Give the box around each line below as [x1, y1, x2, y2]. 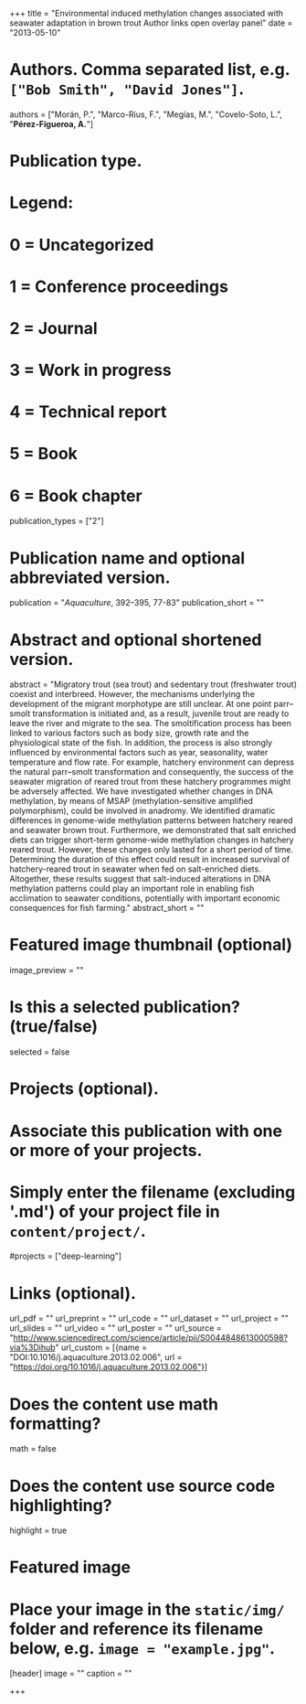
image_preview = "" [9, 965, 84, 976]
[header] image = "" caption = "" [9, 1668, 132, 1679]
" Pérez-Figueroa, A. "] [9, 118, 94, 129]
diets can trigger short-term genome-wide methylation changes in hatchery [9, 834, 294, 845]
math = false [9, 1443, 57, 1454]
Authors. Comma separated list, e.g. [9, 59, 290, 80]
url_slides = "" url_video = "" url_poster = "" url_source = [9, 1323, 222, 1334]
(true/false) [9, 1016, 99, 1037]
